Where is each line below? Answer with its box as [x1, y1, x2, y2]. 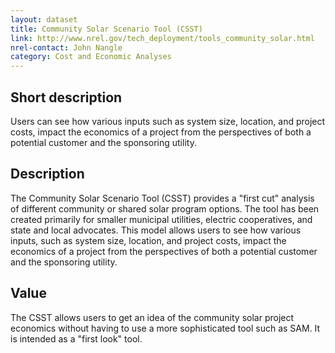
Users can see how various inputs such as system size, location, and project [10, 115, 326, 127]
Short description [10, 89, 123, 106]
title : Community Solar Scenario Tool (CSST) [10, 24, 203, 34]
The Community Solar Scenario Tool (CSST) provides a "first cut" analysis [10, 192, 315, 204]
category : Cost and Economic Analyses [10, 52, 172, 62]
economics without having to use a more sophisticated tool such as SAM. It [10, 322, 321, 334]
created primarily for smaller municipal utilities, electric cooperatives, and [10, 213, 313, 225]
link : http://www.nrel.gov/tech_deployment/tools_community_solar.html [10, 33, 315, 43]
